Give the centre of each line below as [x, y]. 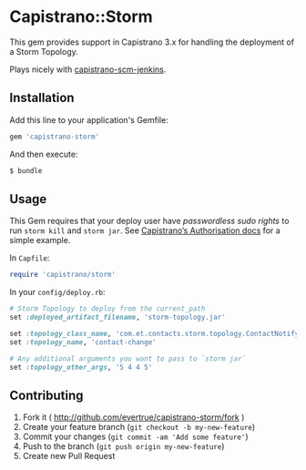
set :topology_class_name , [61, 333]
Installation [42, 98]
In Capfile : [30, 258]
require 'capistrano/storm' [63, 275]
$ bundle [26, 170]
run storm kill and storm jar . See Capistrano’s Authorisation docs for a [145, 230]
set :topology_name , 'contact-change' [83, 342]
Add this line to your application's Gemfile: [89, 119]
